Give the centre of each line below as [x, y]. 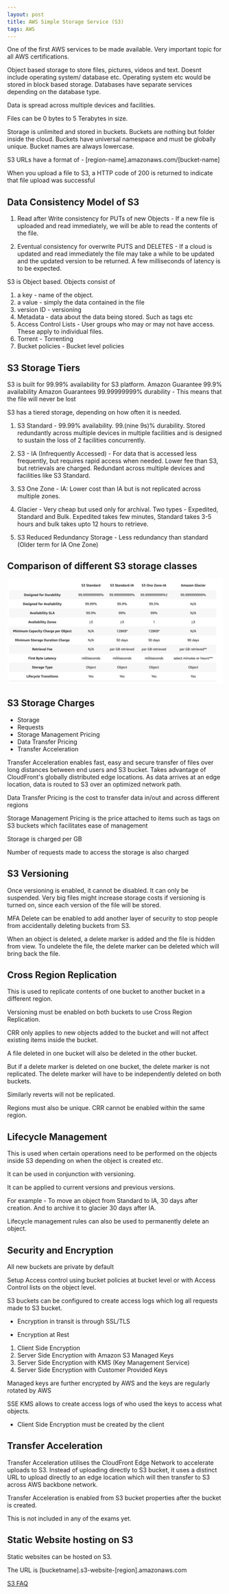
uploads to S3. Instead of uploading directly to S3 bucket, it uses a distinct [112, 1470]
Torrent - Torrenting [45, 339]
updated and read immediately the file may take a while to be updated [116, 254]
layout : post [26, 14]
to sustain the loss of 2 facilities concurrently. [81, 440]
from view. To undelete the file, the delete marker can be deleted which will [113, 946]
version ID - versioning [49, 310]
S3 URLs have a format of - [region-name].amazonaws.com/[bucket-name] [114, 160]
